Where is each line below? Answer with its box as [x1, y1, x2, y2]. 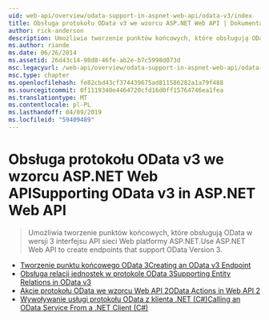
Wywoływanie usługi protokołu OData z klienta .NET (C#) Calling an [19, 294, 241, 304]
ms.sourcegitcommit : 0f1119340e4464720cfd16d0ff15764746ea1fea [8, 86, 224, 94]
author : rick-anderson [8, 26, 84, 34]
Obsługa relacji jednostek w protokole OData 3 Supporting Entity [19, 269, 231, 278]
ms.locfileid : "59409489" [8, 116, 94, 124]
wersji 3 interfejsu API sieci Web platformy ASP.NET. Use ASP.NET [27, 236, 246, 246]
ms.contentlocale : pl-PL [8, 101, 91, 109]
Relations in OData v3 [19, 277, 92, 286]
